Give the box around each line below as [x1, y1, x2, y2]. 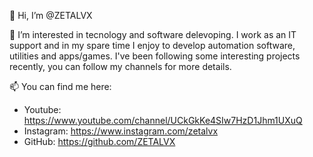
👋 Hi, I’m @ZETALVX [9, 10, 93, 21]
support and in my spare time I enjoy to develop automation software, [9, 40, 296, 51]
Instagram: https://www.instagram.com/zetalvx [23, 125, 219, 137]
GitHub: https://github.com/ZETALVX [23, 136, 176, 147]
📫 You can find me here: [9, 81, 112, 92]
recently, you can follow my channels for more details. [9, 61, 232, 72]
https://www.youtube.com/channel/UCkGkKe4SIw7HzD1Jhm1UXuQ [23, 115, 303, 126]
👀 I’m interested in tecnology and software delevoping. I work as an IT [9, 29, 297, 40]
